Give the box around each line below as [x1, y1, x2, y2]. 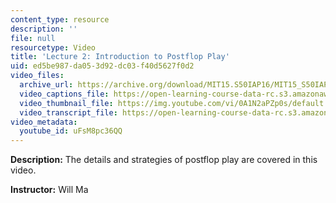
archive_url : [19, 80, 74, 90]
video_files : [10, 71, 65, 81]
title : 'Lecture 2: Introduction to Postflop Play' [10, 52, 230, 62]
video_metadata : [10, 117, 78, 127]
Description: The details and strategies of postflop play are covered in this [10, 154, 318, 166]
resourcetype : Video [10, 42, 97, 53]
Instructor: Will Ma [10, 184, 89, 196]
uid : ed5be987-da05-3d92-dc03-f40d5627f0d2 [10, 61, 195, 71]
